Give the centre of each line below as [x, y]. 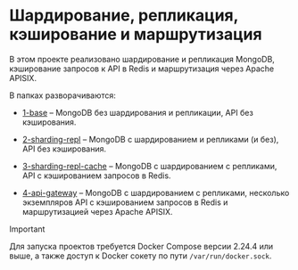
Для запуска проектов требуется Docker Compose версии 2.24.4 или [141, 246]
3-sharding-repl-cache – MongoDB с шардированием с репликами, [149, 166]
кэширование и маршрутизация [136, 34]
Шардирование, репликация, [124, 16]
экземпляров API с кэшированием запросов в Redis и [125, 202]
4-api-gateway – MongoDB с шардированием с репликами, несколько [156, 192]
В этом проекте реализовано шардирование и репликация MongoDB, [142, 59]
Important [27, 229]
